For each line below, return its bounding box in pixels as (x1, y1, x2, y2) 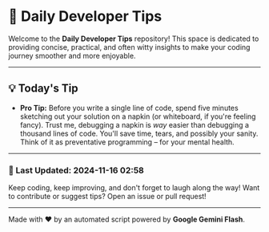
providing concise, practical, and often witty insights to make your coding (8, 42, 251, 51)
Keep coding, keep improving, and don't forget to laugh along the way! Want (8, 183, 260, 193)
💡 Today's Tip (8, 82, 78, 96)
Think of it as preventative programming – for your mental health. (19, 136, 235, 147)
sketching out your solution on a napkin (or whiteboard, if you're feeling (19, 112, 256, 121)
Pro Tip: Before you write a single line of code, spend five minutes (19, 103, 239, 112)
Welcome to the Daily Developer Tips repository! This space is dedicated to (8, 34, 259, 43)
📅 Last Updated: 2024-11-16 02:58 (8, 165, 144, 176)
